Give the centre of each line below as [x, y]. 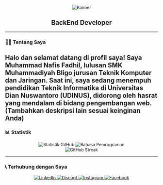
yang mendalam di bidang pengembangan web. [79, 103]
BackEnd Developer [81, 23]
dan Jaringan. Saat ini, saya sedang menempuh [78, 81]
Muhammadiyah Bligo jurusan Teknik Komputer [78, 73]
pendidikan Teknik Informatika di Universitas [74, 88]
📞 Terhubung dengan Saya [36, 167]
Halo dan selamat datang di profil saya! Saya [73, 58]
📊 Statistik [18, 132]
